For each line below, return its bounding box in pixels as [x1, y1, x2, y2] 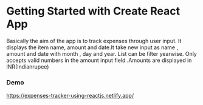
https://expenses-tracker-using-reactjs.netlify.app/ [6, 92, 134, 100]
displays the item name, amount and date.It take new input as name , [6, 44, 178, 51]
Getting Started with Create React [6, 4, 181, 18]
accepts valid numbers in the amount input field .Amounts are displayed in [6, 56, 192, 64]
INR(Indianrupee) [6, 63, 49, 70]
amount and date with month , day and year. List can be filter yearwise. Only [6, 50, 198, 57]
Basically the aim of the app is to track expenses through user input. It [6, 37, 182, 44]
